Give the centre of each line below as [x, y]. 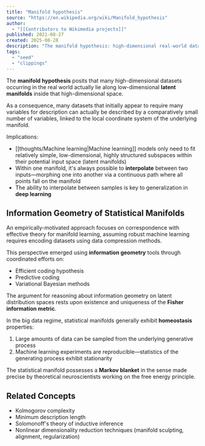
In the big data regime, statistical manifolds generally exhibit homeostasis [99, 321]
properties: [20, 327]
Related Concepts [41, 396]
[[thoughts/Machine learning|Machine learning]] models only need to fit [105, 148]
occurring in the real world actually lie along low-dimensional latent [91, 87]
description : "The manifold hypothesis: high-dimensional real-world [97, 46]
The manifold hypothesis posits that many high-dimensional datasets [94, 81]
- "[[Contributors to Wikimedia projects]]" [69, 29]
